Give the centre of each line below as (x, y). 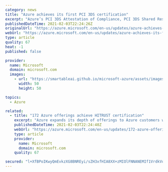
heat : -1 (14, 47)
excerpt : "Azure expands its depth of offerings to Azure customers (87, 120)
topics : (13, 97)
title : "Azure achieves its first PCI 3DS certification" (67, 14)
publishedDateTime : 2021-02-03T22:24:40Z (58, 125)
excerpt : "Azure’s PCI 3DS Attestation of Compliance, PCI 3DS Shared (80, 19)
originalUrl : (19, 28)
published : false (23, 51)
